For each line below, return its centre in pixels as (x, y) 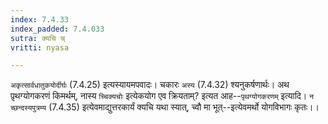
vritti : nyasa (40, 47)
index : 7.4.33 (40, 19)
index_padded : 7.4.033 (57, 29)
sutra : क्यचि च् (38, 38)
